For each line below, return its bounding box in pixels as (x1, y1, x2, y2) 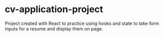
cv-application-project (5, 4, 104, 15)
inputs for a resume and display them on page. (5, 25, 104, 31)
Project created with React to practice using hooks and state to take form (5, 20, 159, 26)
